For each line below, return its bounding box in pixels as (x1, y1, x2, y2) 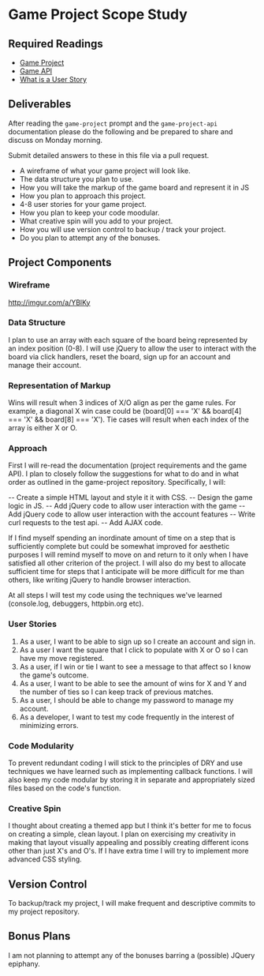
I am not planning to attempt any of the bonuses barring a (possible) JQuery (8, 950, 255, 960)
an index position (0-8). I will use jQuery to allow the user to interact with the (8, 343, 257, 353)
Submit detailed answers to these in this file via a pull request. (8, 150, 210, 160)
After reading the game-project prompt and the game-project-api (8, 118, 218, 128)
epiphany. (8, 959, 41, 968)
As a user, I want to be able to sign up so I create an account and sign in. (19, 636, 256, 646)
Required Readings (8, 37, 104, 51)
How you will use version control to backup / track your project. (19, 224, 226, 234)
